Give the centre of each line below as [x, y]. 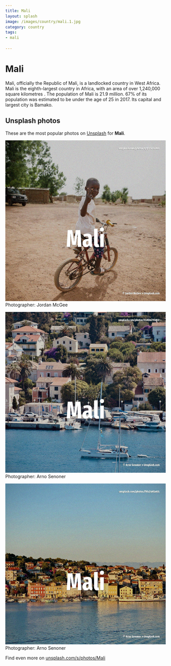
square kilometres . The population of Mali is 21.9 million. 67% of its [76, 94]
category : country [25, 27]
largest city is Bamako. [29, 105]
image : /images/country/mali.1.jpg [43, 21]
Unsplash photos [33, 121]
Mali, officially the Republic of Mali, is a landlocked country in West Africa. [83, 83]
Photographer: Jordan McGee [36, 305]
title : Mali [18, 11]
